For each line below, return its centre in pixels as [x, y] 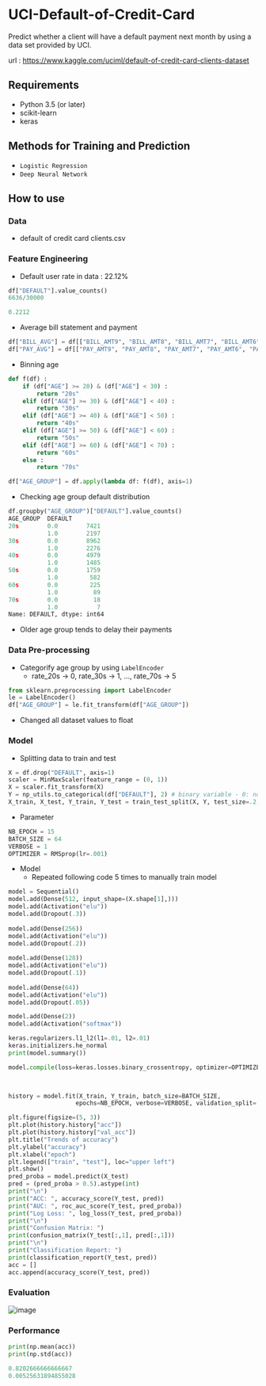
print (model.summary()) [47, 1053]
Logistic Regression [53, 166]
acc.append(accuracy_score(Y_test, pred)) [79, 1272]
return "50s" [58, 437]
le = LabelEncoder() [42, 698]
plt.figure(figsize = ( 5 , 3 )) [55, 1118]
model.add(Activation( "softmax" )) [65, 1024]
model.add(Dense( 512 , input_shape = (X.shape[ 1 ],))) [93, 899]
